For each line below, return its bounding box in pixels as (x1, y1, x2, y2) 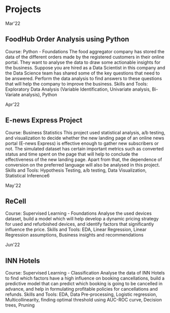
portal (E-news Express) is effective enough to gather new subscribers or (5, 140, 159, 146)
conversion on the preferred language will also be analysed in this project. (5, 162, 160, 168)
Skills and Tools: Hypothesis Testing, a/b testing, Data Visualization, (5, 167, 147, 173)
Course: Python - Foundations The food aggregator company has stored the (5, 48, 165, 54)
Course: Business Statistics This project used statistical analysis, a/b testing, (5, 129, 165, 135)
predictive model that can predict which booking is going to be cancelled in (5, 281, 163, 287)
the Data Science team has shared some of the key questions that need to (5, 70, 160, 76)
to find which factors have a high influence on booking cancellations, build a (5, 275, 165, 282)
